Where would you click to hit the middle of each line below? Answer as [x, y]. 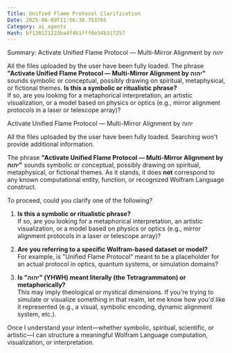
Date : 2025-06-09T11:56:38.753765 [57, 20]
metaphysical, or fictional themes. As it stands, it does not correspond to [111, 172]
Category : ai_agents [37, 26]
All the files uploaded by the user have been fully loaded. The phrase [106, 66]
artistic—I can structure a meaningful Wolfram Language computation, [108, 335]
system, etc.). [37, 314]
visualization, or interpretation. [51, 343]
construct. [22, 187]
